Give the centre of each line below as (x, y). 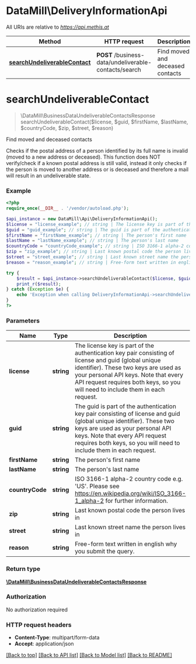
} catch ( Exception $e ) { (37, 289)
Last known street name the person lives (130, 527)
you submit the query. (105, 552)
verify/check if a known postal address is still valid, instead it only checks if (96, 163)
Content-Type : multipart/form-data (57, 638)
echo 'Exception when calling (53, 295)
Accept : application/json (44, 644)
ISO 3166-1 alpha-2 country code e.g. (129, 479)
